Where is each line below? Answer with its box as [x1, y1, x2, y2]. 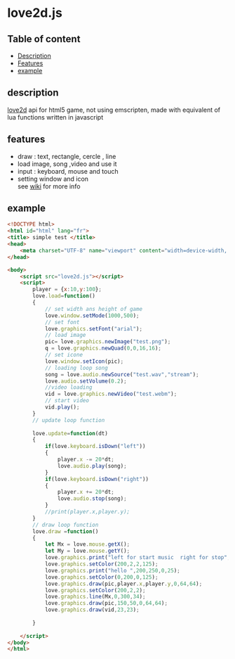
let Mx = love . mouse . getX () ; [44, 541, 130, 548]
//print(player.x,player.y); [44, 508, 130, 516]
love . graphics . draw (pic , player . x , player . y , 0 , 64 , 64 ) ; [44, 580, 203, 587]
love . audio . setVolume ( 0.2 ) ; [44, 378, 128, 385]
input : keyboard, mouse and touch [17, 167, 119, 175]
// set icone [44, 352, 83, 359]
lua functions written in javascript [7, 113, 104, 121]
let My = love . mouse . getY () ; [44, 547, 130, 555]
